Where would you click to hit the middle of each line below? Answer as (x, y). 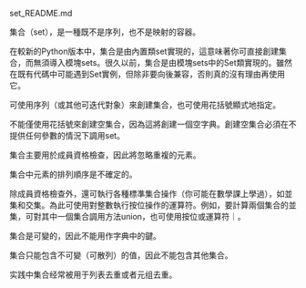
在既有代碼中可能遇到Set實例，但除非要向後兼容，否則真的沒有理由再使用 (147, 74)
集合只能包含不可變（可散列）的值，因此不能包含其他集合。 (121, 255)
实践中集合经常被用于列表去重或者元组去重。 (93, 274)
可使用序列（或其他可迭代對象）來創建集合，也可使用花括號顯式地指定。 (145, 105)
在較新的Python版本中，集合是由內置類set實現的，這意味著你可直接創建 (144, 51)
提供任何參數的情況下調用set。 (67, 135)
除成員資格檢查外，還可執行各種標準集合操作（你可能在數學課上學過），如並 (151, 194)
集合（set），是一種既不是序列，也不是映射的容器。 (105, 32)
